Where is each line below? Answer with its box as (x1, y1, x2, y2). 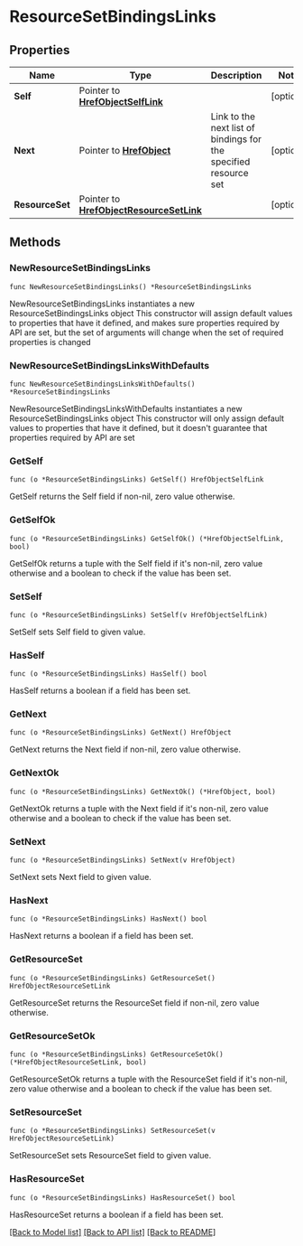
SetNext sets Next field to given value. (9, 872, 151, 883)
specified (210, 155, 251, 168)
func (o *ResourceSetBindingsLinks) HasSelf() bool (9, 670, 207, 679)
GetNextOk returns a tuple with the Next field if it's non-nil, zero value (9, 802, 269, 814)
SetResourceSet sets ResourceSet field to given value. (9, 1150, 212, 1161)
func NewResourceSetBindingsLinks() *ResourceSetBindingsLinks (9, 282, 252, 291)
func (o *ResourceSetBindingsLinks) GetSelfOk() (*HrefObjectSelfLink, (9, 534, 284, 543)
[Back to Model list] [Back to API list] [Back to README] (9, 1226, 216, 1237)
